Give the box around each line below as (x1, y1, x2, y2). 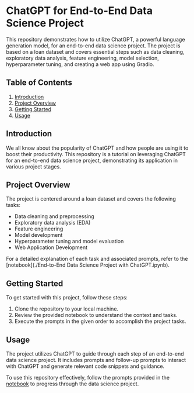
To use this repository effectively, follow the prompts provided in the (6, 374, 170, 381)
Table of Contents (6, 78, 73, 88)
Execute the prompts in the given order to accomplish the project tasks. (14, 318, 186, 325)
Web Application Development (14, 244, 88, 251)
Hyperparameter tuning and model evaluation (14, 238, 124, 245)
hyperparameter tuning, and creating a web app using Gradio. (6, 60, 154, 68)
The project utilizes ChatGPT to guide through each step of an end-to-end (6, 350, 185, 357)
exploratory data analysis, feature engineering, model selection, (6, 54, 159, 61)
